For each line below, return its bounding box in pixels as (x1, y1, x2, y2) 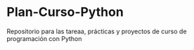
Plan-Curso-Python (6, 4, 124, 20)
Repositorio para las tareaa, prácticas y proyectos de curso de (6, 27, 187, 35)
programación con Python (6, 34, 82, 42)
